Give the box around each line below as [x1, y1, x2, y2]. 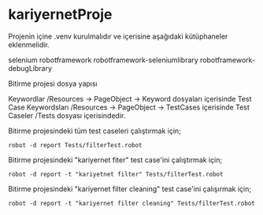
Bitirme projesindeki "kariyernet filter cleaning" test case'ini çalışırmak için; [8, 183, 252, 194]
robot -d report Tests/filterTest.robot [8, 141, 143, 149]
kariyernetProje [8, 6, 113, 24]
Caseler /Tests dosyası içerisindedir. [8, 110, 126, 120]
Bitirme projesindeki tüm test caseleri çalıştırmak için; [8, 126, 181, 135]
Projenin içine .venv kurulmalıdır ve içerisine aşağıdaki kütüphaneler [8, 32, 228, 41]
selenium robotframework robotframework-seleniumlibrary [8, 55, 198, 65]
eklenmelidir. [8, 39, 50, 49]
